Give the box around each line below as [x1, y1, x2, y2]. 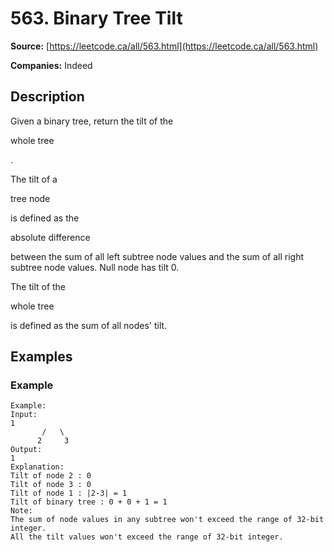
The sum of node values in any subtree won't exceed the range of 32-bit [10, 515, 325, 525]
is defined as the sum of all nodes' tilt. [10, 319, 168, 331]
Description [10, 88, 85, 106]
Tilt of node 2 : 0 [10, 471, 92, 481]
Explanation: [10, 462, 65, 472]
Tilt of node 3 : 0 [10, 480, 92, 490]
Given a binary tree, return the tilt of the [10, 115, 174, 127]
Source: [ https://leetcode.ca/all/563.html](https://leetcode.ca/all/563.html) [10, 40, 319, 52]
